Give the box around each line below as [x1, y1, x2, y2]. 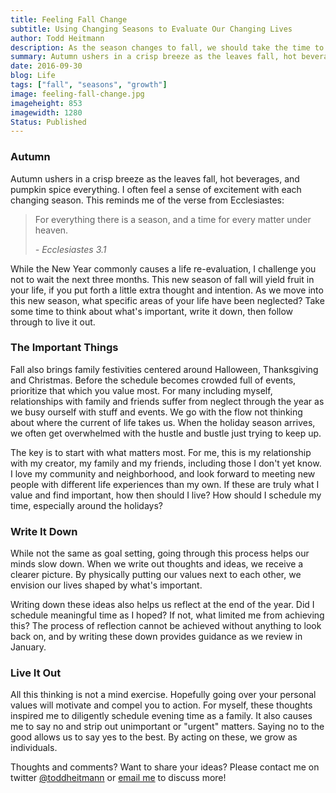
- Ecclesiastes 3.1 [34, 243, 107, 255]
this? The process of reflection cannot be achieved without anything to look [10, 620, 322, 632]
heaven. [34, 224, 69, 236]
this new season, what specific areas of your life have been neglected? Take [10, 294, 325, 306]
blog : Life [10, 71, 56, 81]
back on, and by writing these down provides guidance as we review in [10, 631, 303, 643]
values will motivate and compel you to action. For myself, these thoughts [10, 699, 313, 711]
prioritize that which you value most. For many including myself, [10, 384, 273, 396]
